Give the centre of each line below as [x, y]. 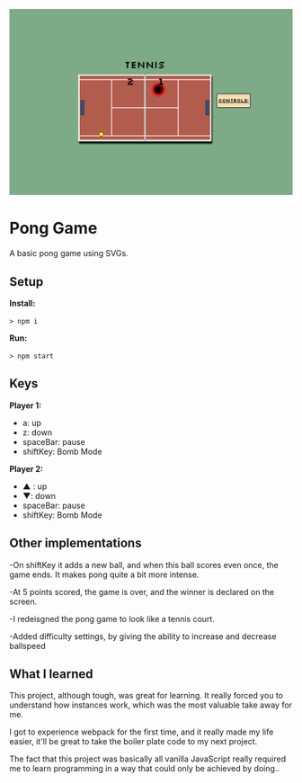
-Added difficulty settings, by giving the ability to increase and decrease [143, 636]
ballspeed [28, 645]
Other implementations [75, 543]
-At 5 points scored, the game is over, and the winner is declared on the [142, 592]
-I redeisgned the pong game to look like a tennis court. [112, 618]
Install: [22, 303]
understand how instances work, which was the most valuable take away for [151, 705]
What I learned [51, 674]
